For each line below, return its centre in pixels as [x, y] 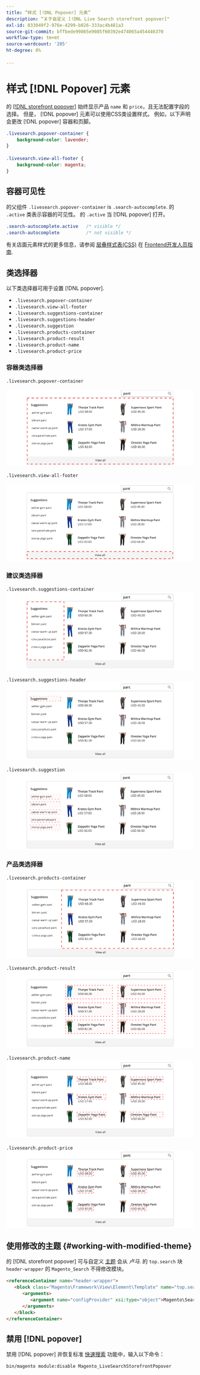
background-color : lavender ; [53, 140]
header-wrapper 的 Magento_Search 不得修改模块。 [67, 1269]
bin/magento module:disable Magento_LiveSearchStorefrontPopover [89, 1367]
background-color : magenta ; [51, 165]
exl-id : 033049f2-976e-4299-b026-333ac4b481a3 [65, 25]
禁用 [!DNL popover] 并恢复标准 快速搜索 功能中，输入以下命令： [85, 1354]
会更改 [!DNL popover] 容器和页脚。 [50, 121]
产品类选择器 [25, 864]
